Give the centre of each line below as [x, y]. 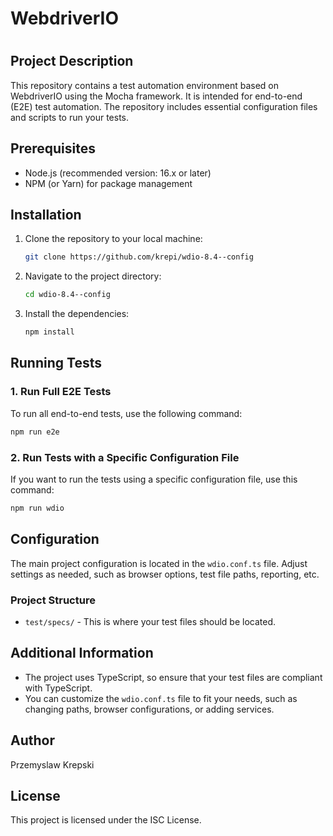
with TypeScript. [58, 688]
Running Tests [56, 363]
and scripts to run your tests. [70, 117]
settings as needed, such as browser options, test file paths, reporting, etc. [165, 574]
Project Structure [53, 600]
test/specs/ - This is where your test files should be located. [150, 621]
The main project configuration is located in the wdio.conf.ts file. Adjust [159, 563]
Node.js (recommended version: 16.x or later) [118, 173]
